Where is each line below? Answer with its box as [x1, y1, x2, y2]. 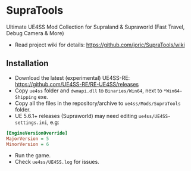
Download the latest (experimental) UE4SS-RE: [14, 74, 130, 81]
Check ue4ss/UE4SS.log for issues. [14, 158, 99, 166]
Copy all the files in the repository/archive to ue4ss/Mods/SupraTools [14, 100, 181, 107]
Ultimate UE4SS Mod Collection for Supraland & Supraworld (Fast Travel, [6, 23, 185, 30]
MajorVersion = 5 [6, 135, 49, 142]
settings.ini [14, 120, 48, 126]
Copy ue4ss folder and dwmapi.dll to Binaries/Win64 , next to [14, 87, 162, 94]
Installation [6, 58, 49, 69]
